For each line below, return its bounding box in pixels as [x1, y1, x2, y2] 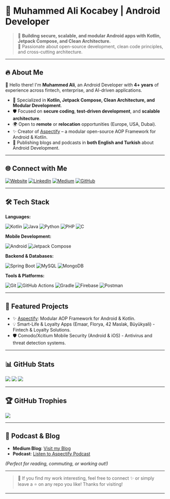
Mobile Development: [5, 233, 52, 239]
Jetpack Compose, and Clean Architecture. [17, 38, 111, 44]
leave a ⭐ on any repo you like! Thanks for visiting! [17, 481, 123, 487]
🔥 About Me [5, 68, 44, 77]
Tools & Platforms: [5, 273, 45, 279]
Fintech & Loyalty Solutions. [12, 327, 71, 333]
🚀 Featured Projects [5, 302, 69, 310]
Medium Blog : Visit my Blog [12, 445, 71, 451]
